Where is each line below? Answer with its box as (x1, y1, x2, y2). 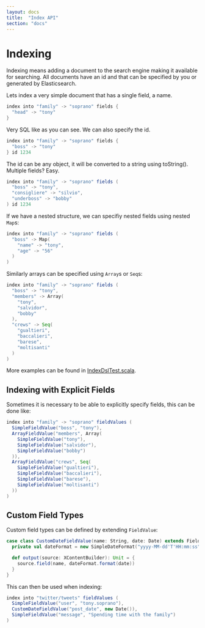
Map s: (6, 218, 20, 226)
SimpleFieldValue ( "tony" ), (17, 436, 86, 442)
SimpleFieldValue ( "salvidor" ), (17, 441, 97, 448)
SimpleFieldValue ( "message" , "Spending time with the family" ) (12, 612, 176, 618)
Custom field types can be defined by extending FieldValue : (6, 526, 158, 534)
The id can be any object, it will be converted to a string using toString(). (6, 160, 189, 168)
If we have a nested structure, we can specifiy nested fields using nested (6, 212, 190, 220)
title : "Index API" (6, 15, 59, 21)
